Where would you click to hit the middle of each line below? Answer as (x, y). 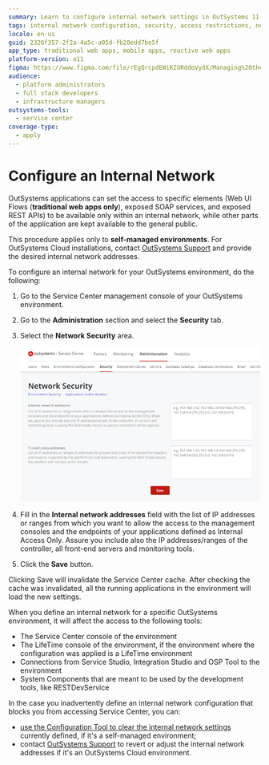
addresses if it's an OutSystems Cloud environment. (106, 753)
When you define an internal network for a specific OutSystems (113, 613)
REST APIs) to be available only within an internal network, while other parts (133, 215)
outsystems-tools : (39, 110)
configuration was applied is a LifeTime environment (106, 654)
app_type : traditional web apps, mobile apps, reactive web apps (119, 51)
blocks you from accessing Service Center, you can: (94, 712)
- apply (28, 136)
